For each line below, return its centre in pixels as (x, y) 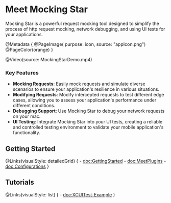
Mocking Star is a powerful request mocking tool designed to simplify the (82, 23)
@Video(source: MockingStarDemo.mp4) (49, 59)
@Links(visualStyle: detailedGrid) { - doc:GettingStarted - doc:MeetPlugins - (86, 161)
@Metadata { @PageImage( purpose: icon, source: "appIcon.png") (76, 44)
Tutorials (20, 182)
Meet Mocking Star (47, 9)
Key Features (22, 72)
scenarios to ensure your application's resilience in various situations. (86, 89)
